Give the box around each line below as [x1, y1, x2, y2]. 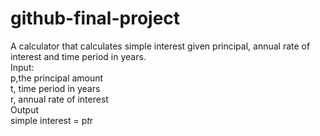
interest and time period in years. [10, 50, 147, 62]
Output [10, 103, 39, 116]
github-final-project [10, 7, 181, 30]
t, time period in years [10, 82, 101, 94]
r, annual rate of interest [10, 93, 109, 105]
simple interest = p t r [10, 114, 94, 126]
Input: [10, 61, 35, 73]
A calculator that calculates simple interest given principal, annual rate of [10, 40, 311, 52]
